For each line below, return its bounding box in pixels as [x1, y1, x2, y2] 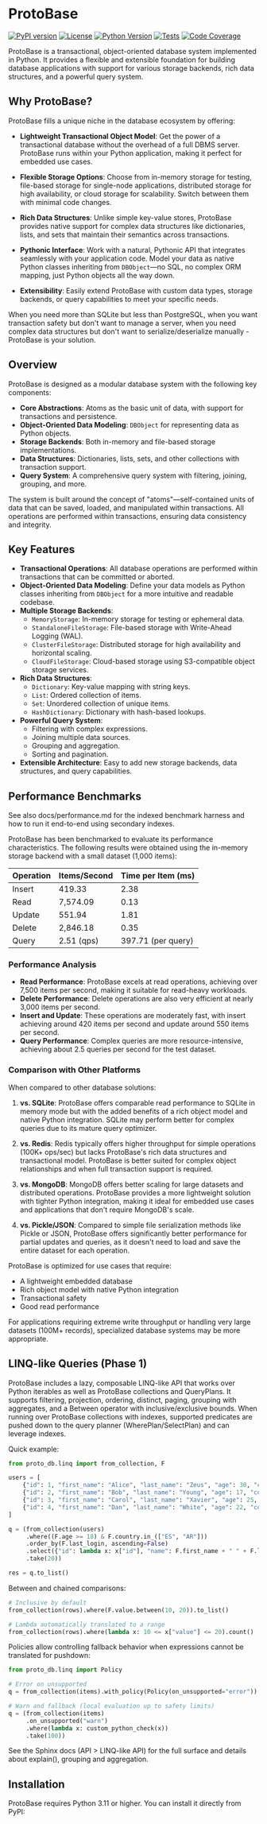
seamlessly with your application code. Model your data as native [19, 254, 234, 263]
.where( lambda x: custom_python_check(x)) [25, 1724, 169, 1733]
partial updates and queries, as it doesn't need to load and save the [19, 1237, 241, 1246]
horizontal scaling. [31, 649, 93, 658]
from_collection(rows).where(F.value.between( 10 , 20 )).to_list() [8, 1606, 229, 1614]
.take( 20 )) [25, 1555, 62, 1563]
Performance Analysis [8, 959, 97, 970]
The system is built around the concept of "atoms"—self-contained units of [8, 494, 255, 504]
